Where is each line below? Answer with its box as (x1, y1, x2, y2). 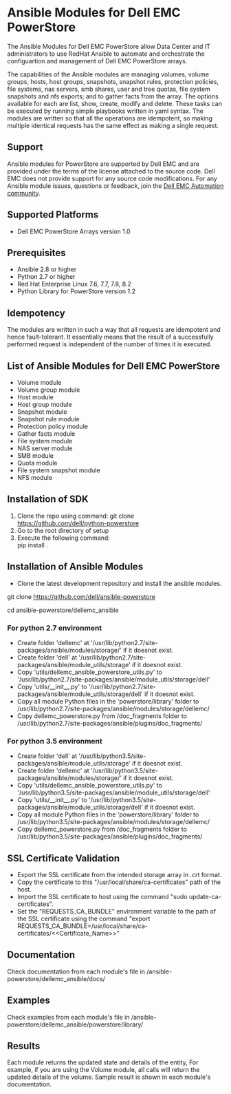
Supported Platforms (7, 209, 99, 221)
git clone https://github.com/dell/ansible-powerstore (7, 592, 156, 600)
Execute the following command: (16, 534, 110, 542)
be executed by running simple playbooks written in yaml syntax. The (7, 107, 204, 115)
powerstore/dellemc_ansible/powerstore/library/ (7, 1020, 144, 1029)
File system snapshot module (16, 466, 101, 474)
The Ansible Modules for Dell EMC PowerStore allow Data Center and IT (7, 42, 211, 50)
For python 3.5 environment (7, 736, 103, 746)
